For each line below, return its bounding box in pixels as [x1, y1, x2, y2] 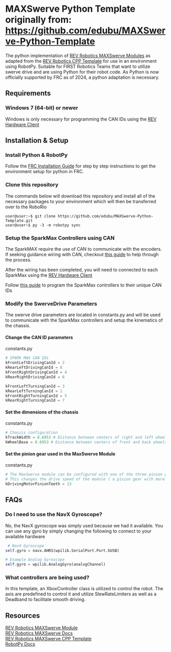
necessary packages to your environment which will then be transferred [5, 198, 156, 204]
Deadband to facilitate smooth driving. [5, 596, 85, 602]
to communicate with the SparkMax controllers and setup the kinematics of [5, 317, 163, 323]
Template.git [5, 218, 33, 223]
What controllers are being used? [5, 574, 90, 581]
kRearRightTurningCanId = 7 [5, 398, 65, 403]
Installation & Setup [5, 136, 69, 145]
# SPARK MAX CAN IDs [5, 355, 49, 360]
